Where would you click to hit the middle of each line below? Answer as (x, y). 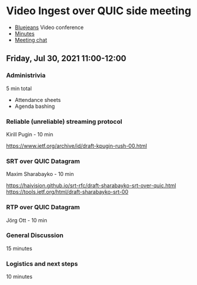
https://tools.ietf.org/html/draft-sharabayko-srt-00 (67, 192)
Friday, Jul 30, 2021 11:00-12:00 (66, 58)
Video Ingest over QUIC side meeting (99, 11)
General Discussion (35, 235)
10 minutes (19, 277)
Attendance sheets (38, 100)
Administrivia (26, 75)
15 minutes (19, 248)
